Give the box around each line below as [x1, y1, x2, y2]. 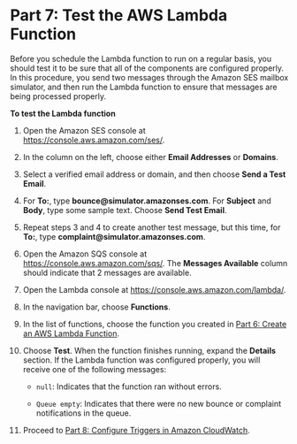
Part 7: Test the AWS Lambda [10, 5, 228, 26]
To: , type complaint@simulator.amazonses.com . [22, 231, 206, 241]
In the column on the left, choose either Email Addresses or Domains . [22, 151, 279, 162]
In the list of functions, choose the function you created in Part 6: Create [22, 318, 287, 329]
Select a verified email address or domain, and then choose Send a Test [22, 169, 286, 180]
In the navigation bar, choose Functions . [22, 302, 171, 312]
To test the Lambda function [10, 108, 116, 119]
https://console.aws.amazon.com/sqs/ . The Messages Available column [22, 257, 288, 268]
